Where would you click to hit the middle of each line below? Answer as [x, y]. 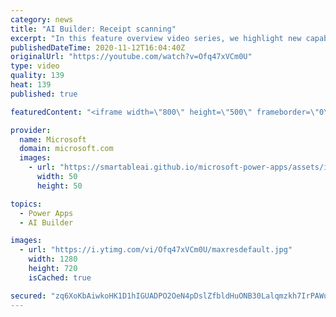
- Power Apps [46, 213]
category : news [42, 19]
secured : [28, 296]
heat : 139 [31, 85]
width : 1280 [53, 259]
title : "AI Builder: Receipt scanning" [93, 29]
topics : [26, 204]
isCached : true [60, 277]
